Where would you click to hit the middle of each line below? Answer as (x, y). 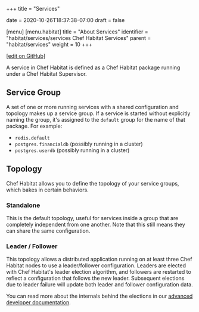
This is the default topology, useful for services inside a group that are (92, 218)
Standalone (23, 205)
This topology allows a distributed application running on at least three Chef (99, 260)
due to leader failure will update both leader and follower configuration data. (99, 285)
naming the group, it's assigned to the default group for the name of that (96, 119)
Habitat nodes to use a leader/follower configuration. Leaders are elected (96, 265)
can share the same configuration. (48, 231)
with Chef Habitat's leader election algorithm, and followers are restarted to (99, 272)
